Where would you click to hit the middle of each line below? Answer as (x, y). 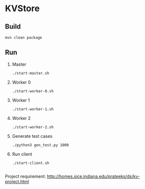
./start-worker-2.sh (33, 127)
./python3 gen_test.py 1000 (40, 145)
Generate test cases (32, 136)
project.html (17, 181)
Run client (22, 154)
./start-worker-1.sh (33, 109)
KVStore (22, 9)
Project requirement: (25, 176)
